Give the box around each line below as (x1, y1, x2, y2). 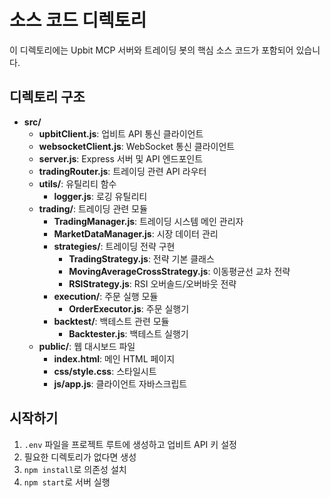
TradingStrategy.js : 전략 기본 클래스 (68, 252, 215, 265)
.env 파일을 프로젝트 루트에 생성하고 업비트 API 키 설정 (23, 438, 237, 450)
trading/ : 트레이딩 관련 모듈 (38, 202, 148, 215)
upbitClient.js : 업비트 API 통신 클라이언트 (38, 127, 204, 140)
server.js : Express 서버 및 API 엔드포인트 (38, 152, 204, 165)
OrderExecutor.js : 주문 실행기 (68, 302, 190, 315)
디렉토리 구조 (9, 89, 86, 106)
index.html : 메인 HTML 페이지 (53, 352, 176, 365)
